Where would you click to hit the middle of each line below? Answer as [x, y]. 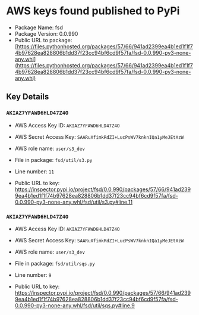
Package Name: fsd [39, 27]
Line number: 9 [33, 275]
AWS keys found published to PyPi [93, 11]
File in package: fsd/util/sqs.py [55, 263]
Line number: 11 [34, 171]
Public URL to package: [43, 40]
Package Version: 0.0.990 [46, 33]
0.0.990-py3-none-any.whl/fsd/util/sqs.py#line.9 [75, 305]
